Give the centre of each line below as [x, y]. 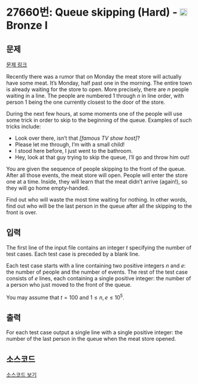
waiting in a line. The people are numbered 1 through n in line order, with [95, 96]
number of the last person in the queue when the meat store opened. [91, 339]
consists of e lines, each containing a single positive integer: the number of [99, 278]
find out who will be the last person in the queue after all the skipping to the [99, 206]
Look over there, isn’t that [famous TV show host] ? [77, 138]
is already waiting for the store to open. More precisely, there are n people [98, 89]
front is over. [22, 212]
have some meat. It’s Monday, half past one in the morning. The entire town [99, 83]
